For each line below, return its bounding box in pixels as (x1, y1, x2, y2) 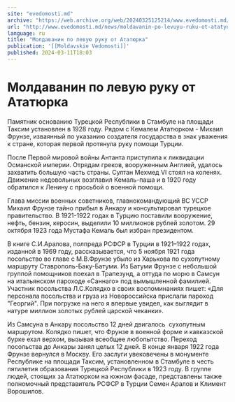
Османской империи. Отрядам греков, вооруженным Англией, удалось (7, 160, 222, 168)
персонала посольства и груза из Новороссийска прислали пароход (7, 292, 214, 300)
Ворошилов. (7, 387, 44, 395)
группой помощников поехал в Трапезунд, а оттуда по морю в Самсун (7, 269, 220, 278)
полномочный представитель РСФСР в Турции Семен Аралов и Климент (7, 379, 227, 388)
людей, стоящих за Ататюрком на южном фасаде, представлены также (7, 372, 222, 380)
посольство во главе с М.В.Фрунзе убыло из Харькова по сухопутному (7, 254, 220, 263)
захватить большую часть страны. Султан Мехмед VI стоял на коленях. (7, 168, 222, 176)
